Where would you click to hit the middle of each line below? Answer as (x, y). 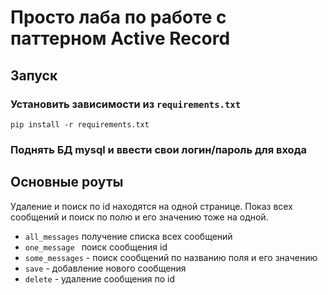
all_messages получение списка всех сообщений (128, 236)
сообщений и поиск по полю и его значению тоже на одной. (139, 217)
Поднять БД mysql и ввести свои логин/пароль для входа (158, 149)
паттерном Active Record (120, 38)
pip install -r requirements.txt (80, 124)
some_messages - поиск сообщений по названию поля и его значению (171, 257)
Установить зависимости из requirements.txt (126, 104)
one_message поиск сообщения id (96, 247)
